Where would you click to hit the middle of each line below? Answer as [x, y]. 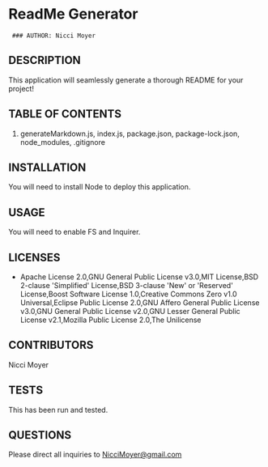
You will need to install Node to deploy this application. [100, 187]
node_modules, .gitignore [62, 142]
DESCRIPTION [45, 60]
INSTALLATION [47, 167]
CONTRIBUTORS [51, 345]
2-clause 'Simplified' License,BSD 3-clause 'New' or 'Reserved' [126, 285]
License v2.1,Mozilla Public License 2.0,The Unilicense [111, 320]
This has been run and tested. [58, 410]
